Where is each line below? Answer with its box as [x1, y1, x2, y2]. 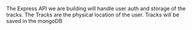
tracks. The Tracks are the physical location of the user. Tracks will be [6, 11, 179, 18]
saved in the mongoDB [6, 18, 63, 24]
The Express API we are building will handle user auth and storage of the [6, 5, 186, 12]
